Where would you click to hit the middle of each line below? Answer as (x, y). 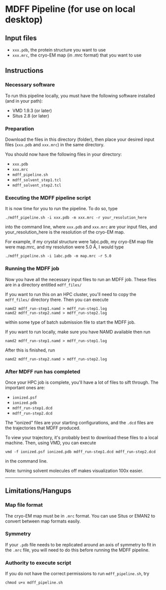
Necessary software (30, 85)
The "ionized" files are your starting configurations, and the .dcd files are (80, 422)
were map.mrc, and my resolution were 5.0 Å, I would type (64, 247)
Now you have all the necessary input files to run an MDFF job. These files (81, 279)
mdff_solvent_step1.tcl (37, 180)
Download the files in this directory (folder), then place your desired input (80, 139)
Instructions (24, 71)
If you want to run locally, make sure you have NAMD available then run (78, 332)
